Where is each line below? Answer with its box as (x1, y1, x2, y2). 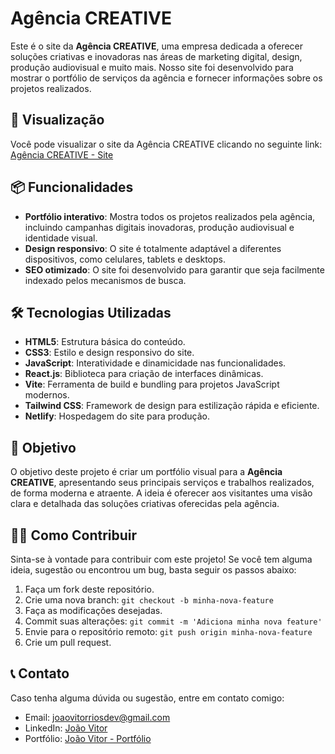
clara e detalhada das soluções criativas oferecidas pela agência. (10, 498, 280, 510)
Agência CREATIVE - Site (10, 148, 114, 161)
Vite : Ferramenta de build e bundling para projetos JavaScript (24, 378, 280, 391)
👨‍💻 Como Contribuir (10, 527, 138, 544)
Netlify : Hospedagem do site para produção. (24, 410, 210, 422)
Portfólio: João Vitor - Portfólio (24, 732, 152, 744)
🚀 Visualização (10, 112, 105, 129)
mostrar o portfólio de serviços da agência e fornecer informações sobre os (10, 72, 323, 84)
